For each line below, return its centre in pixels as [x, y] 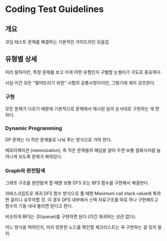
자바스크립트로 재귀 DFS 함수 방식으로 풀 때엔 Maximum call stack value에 [79, 193]
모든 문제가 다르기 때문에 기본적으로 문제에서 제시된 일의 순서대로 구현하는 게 [80, 109]
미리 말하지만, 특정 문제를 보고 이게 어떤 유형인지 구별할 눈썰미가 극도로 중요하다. [83, 72]
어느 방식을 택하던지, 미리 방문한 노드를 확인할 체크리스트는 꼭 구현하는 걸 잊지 [81, 227]
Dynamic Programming [34, 128]
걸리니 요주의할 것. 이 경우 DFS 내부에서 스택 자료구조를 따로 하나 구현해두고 [84, 199]
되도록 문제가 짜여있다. [40, 156]
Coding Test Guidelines [54, 9]
